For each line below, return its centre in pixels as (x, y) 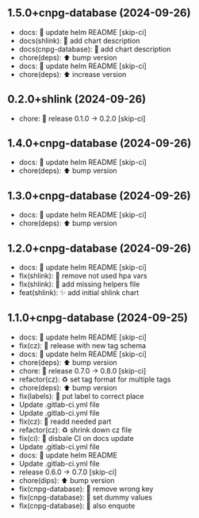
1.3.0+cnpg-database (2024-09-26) (99, 196)
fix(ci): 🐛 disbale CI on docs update (76, 438)
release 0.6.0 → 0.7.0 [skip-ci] (68, 472)
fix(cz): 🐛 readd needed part (65, 421)
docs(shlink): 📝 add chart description (79, 40)
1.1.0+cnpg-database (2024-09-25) (98, 318)
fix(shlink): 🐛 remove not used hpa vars (83, 276)
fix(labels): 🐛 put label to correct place (81, 396)
